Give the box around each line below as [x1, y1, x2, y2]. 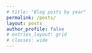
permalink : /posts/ [6, 15, 56, 21]
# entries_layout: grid [6, 32, 67, 38]
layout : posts [6, 20, 43, 26]
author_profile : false [6, 26, 64, 32]
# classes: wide [6, 37, 48, 43]
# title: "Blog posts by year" [6, 9, 86, 15]
